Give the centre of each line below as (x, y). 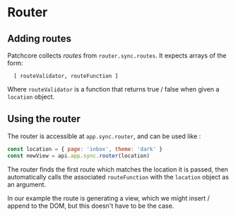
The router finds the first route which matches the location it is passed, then (118, 169)
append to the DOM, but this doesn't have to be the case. (91, 206)
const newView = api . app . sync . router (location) (79, 156)
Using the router (44, 119)
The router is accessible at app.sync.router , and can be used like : (104, 136)
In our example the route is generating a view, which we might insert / (108, 198)
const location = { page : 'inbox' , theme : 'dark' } (85, 149)
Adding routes (40, 39)
